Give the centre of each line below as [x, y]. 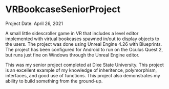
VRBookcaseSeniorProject [63, 9]
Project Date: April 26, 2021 [34, 23]
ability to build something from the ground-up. [54, 81]
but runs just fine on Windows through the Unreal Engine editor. [72, 55]
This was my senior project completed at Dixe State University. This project [84, 65]
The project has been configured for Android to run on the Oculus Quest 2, [84, 49]
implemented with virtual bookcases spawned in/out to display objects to [82, 39]
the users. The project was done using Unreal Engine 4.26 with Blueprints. [84, 44]
